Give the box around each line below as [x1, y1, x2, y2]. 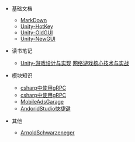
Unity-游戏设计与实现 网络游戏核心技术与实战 [20, 60, 130, 66]
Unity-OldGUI [20, 29, 53, 36]
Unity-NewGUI [20, 35, 56, 42]
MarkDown [20, 17, 47, 23]
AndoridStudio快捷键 [20, 105, 71, 112]
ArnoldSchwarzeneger [20, 129, 75, 136]
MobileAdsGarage [20, 98, 64, 105]
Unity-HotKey [20, 23, 54, 30]
